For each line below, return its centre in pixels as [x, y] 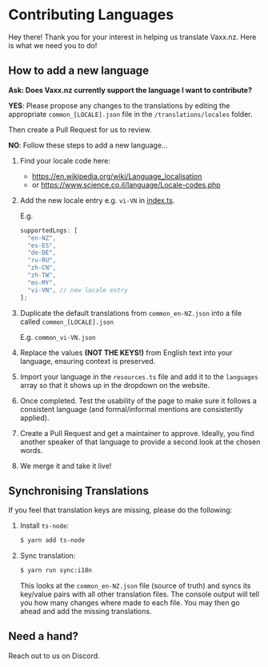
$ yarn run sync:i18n [56, 571]
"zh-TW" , [42, 275]
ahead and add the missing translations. [86, 612]
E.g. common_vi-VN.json [58, 337]
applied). [34, 418]
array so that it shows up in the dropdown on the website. [115, 385]
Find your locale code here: [65, 160]
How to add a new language [79, 71]
